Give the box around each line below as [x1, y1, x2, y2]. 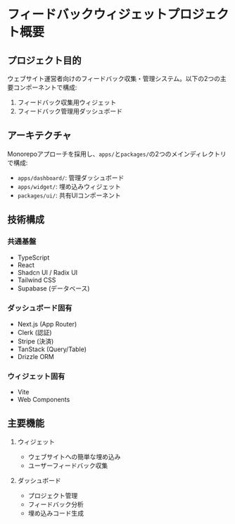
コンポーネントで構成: [13, 83, 77, 92]
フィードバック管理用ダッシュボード [17, 107, 123, 115]
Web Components [17, 396, 70, 404]
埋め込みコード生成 [27, 508, 84, 517]
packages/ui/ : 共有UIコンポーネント [17, 191, 121, 200]
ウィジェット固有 [7, 371, 65, 381]
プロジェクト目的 [7, 54, 82, 66]
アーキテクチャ [7, 130, 72, 142]
